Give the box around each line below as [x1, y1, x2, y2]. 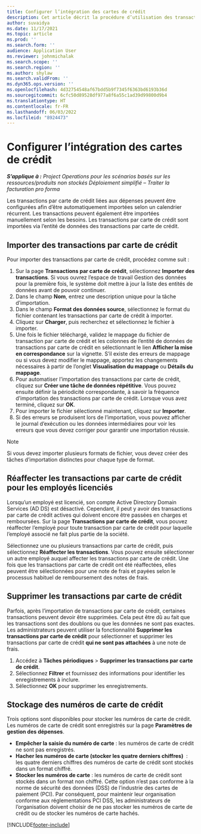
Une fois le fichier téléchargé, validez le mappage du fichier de [15, 331, 170, 338]
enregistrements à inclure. [15, 676, 80, 683]
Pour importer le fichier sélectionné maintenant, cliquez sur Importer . [15, 408, 187, 414]
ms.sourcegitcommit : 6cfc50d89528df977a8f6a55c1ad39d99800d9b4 [7, 92, 168, 98]
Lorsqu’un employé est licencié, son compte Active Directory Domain [7, 498, 177, 506]
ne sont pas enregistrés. [15, 746, 75, 753]
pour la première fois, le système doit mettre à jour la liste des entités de [15, 280, 193, 287]
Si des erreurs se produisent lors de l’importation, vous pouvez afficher [15, 414, 191, 421]
